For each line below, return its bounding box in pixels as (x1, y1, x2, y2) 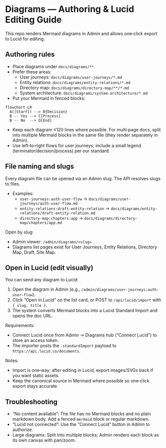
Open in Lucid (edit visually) (5, 263, 94, 272)
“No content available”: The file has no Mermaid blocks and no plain (12, 411, 151, 417)
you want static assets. (12, 372, 59, 379)
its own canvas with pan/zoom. (12, 437, 76, 444)
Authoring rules (5, 50, 55, 59)
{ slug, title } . (12, 302, 48, 308)
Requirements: (5, 323, 35, 329)
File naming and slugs (5, 162, 74, 171)
